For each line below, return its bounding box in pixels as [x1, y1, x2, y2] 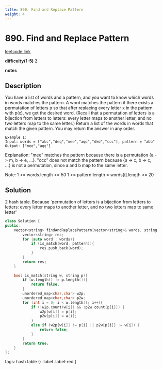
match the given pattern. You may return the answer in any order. [5, 126, 135, 131]
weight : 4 [5, 12, 25, 17]
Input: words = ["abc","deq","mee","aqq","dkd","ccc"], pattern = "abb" [5, 139, 155, 144]
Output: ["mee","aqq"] [5, 144, 51, 148]
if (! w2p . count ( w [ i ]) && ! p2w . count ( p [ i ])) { [31, 305, 125, 310]
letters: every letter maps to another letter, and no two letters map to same [5, 204, 154, 210]
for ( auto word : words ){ [22, 237, 75, 241]
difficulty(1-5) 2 [5, 58, 38, 64]
